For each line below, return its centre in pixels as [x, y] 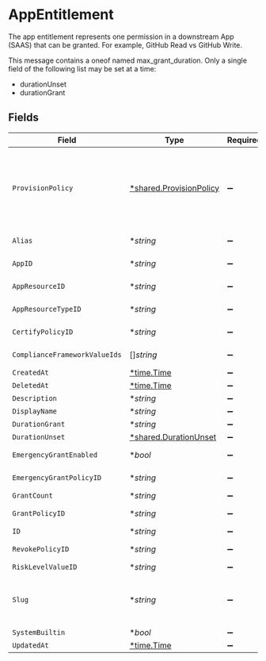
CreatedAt [30, 372]
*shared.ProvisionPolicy [175, 188]
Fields [24, 118]
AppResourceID [39, 286]
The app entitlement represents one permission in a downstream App [122, 37]
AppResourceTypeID [47, 309]
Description [35, 398]
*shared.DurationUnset [173, 436]
